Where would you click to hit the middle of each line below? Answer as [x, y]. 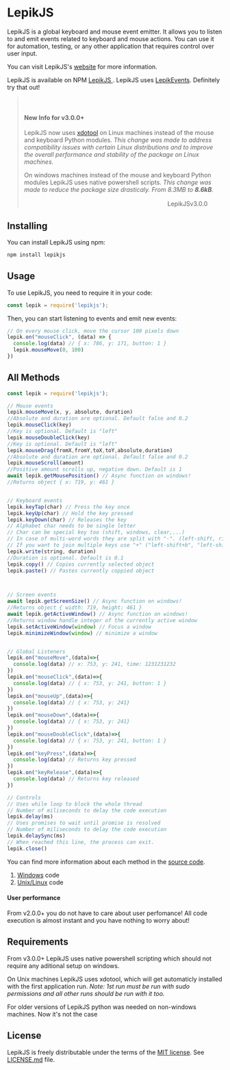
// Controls [24, 797]
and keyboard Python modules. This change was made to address [118, 140]
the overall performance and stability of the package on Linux [112, 155]
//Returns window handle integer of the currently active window [102, 620]
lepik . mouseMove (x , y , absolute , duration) [70, 412]
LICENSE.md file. [31, 1059]
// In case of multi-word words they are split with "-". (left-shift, [111, 539]
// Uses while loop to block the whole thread [75, 804]
